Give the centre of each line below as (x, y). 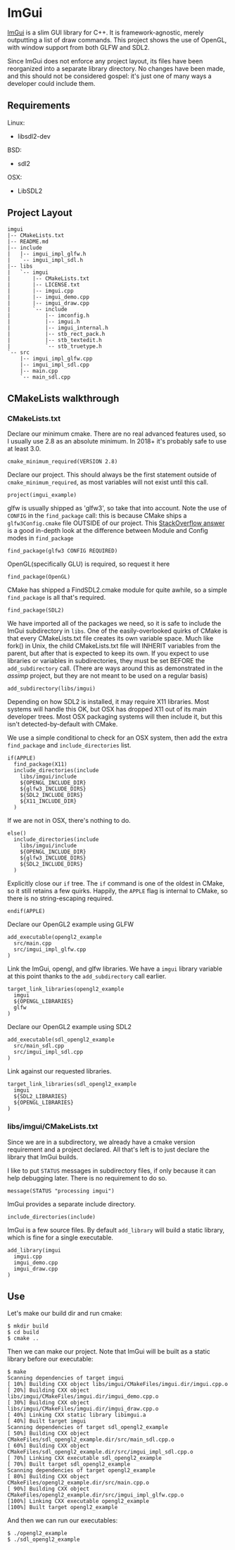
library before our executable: (50, 1359)
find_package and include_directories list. (69, 745)
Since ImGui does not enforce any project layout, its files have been (105, 61)
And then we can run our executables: (63, 1520)
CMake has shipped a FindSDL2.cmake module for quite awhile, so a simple (117, 590)
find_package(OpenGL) (39, 577)
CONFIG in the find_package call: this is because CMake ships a (97, 516)
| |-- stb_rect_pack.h (56, 334)
